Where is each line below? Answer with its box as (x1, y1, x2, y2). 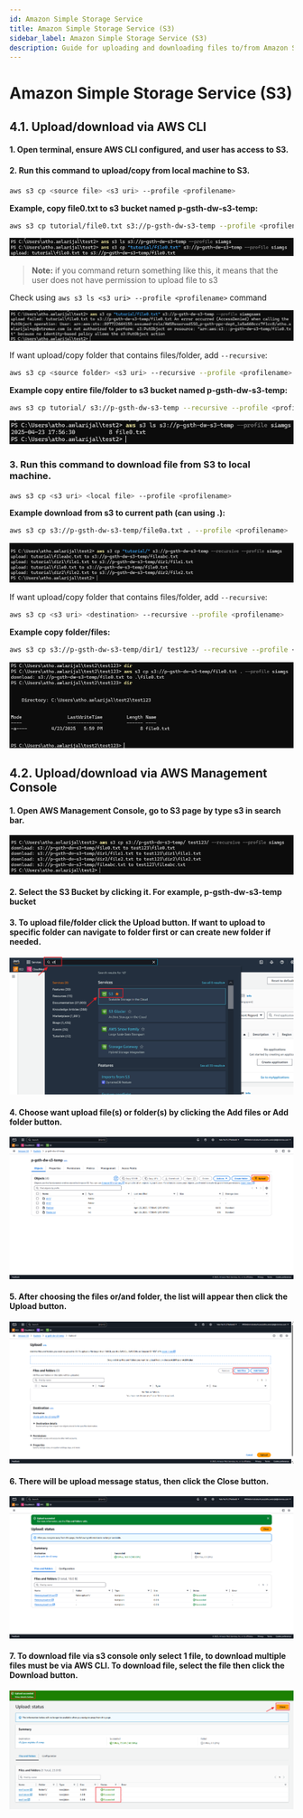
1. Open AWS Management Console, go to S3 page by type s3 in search (9, 805, 281, 815)
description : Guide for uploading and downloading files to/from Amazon (9, 43, 289, 52)
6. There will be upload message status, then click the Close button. (9, 1475, 269, 1486)
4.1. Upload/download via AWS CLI (9, 118, 207, 135)
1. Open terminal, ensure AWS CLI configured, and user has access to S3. (9, 145, 289, 155)
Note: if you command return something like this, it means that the (31, 265, 279, 276)
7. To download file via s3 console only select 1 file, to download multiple (9, 1651, 287, 1662)
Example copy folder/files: (9, 626, 111, 637)
